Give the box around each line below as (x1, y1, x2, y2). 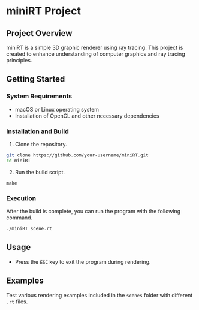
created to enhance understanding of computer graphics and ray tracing (6, 50, 185, 58)
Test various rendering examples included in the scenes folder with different (6, 291, 193, 299)
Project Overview (6, 28, 73, 38)
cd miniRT (6, 158, 31, 164)
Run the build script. (14, 168, 65, 176)
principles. (6, 57, 32, 64)
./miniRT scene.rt (6, 226, 52, 232)
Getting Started (6, 74, 65, 85)
